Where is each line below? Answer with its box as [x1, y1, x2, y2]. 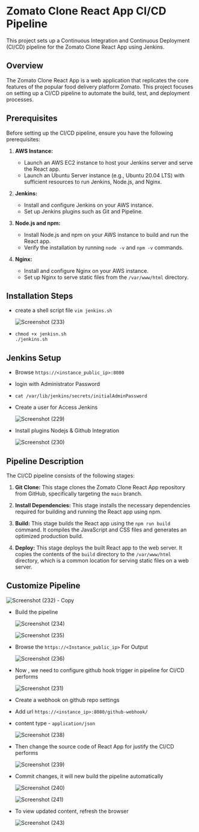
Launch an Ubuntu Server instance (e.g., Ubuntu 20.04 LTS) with [23, 171, 185, 179]
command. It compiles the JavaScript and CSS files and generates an [14, 526, 187, 533]
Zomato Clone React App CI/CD [6, 4, 167, 18]
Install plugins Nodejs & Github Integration [14, 427, 120, 434]
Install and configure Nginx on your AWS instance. [23, 267, 149, 274]
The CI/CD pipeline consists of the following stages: [6, 472, 135, 479]
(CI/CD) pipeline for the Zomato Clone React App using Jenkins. [6, 43, 165, 50]
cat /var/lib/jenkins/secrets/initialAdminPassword [14, 393, 147, 399]
